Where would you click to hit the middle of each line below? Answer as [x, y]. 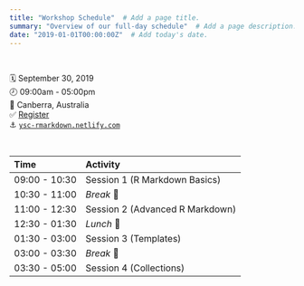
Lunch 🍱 [103, 224]
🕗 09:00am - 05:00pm [52, 92]
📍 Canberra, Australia [49, 105]
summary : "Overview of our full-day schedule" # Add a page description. [153, 26]
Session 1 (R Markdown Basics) [153, 180]
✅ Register [29, 115]
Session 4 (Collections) [135, 268]
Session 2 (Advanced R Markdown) [161, 209]
